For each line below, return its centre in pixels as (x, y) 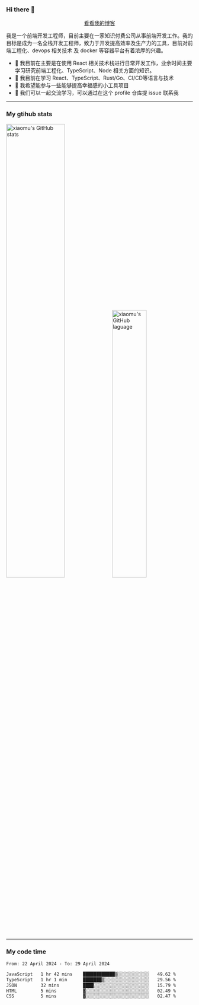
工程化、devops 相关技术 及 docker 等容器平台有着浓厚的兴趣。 (89, 50)
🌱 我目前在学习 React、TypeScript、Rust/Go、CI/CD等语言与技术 (94, 78)
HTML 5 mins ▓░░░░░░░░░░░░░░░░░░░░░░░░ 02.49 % (91, 991)
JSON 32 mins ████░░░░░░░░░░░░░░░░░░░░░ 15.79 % (91, 985)
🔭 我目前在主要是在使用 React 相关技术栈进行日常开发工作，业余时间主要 (103, 63)
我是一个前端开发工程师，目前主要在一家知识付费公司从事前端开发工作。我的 (99, 36)
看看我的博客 (99, 23)
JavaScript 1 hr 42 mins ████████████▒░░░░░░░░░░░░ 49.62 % (91, 974)
